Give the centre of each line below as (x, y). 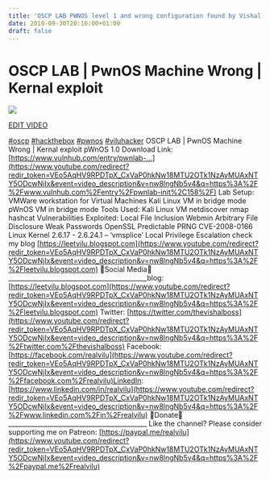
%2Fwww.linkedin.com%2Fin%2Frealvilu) (78, 415)
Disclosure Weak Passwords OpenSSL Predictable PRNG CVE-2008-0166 (131, 227)
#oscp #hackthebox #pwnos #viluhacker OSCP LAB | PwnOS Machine (125, 141)
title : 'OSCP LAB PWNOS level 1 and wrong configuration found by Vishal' (137, 16)
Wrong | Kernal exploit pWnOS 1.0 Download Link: (91, 149)
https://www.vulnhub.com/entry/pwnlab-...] (83, 158)
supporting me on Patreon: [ (55, 432)
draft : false (30, 31)
